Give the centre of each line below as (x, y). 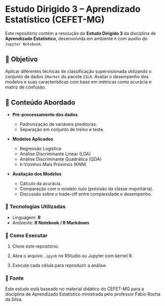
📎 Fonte (14, 278)
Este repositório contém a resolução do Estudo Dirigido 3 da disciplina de (81, 33)
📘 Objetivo (22, 60)
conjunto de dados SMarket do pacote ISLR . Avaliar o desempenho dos (77, 76)
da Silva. (14, 300)
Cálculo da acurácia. (41, 183)
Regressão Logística (40, 148)
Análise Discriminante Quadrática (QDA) (60, 159)
